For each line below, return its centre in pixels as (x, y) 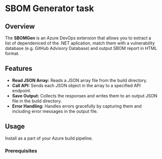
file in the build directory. (37, 101)
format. (12, 53)
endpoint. (22, 91)
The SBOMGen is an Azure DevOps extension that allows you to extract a (78, 38)
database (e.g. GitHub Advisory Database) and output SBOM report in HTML (81, 48)
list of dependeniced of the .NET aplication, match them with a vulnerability (80, 43)
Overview (20, 26)
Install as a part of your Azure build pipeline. (49, 138)
